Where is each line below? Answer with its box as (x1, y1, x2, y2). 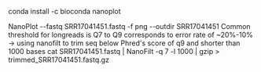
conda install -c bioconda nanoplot (8, 7, 121, 16)
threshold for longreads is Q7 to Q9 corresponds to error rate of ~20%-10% (8, 31, 254, 39)
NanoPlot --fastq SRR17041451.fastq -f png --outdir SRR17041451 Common (8, 22, 251, 31)
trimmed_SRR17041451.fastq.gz (8, 55, 110, 64)
